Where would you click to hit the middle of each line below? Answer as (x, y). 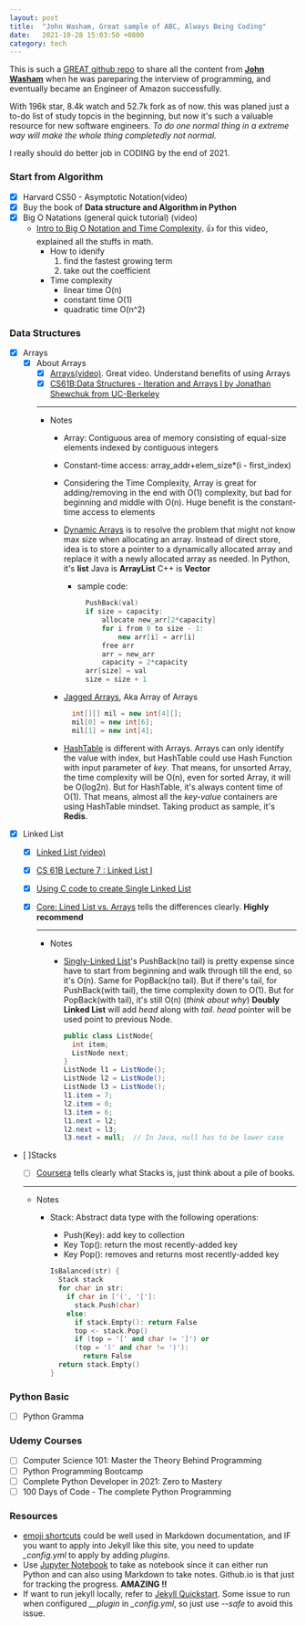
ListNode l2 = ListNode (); (115, 1078)
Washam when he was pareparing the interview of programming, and (140, 79)
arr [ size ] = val (116, 671)
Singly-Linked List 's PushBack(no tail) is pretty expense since (179, 960)
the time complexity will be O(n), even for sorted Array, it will (177, 777)
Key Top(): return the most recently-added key (151, 1245)
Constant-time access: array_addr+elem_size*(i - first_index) (177, 466)
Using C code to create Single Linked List (113, 888)
